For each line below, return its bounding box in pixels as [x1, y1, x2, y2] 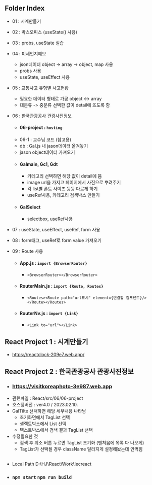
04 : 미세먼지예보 [12, 50, 46, 56]
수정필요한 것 [12, 433, 38, 439]
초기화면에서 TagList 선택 [19, 414, 70, 420]
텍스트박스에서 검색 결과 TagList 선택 [19, 427, 93, 433]
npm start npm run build [12, 474, 72, 480]
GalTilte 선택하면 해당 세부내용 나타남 [12, 408, 86, 414]
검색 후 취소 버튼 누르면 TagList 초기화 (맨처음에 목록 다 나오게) [19, 439, 144, 445]
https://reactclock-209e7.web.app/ [12, 351, 85, 357]
